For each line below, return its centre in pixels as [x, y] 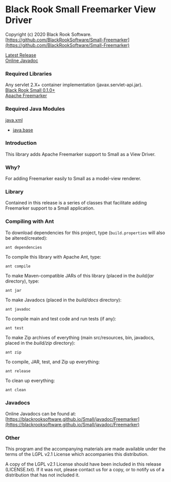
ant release [18, 371]
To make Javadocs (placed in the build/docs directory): [63, 300]
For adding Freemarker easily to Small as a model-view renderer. [73, 179]
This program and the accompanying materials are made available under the [86, 449]
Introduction [21, 143]
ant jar [14, 290]
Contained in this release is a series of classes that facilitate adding [76, 203]
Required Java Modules [35, 109]
